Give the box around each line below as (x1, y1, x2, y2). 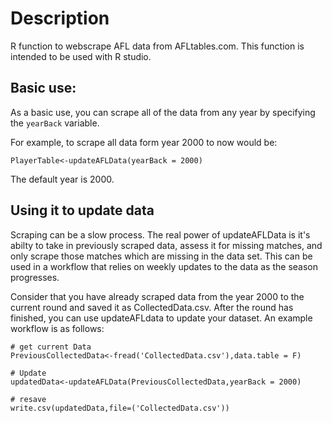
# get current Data (10, 342, 92, 352)
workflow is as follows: (10, 322, 105, 334)
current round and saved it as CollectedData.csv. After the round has (10, 301, 294, 313)
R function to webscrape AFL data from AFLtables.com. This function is (10, 40, 305, 52)
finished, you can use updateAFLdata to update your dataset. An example (10, 312, 313, 324)
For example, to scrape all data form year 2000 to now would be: (10, 136, 278, 148)
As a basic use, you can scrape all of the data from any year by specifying (10, 106, 316, 118)
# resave (10, 394, 47, 404)
